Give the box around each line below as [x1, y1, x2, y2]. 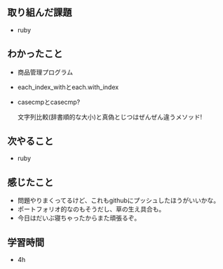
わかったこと [7, 48, 63, 60]
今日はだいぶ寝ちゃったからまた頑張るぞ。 [17, 214, 141, 223]
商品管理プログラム [17, 67, 74, 76]
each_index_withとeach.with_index [17, 83, 119, 91]
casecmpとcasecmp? [17, 98, 81, 106]
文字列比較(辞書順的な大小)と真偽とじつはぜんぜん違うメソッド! [17, 112, 203, 121]
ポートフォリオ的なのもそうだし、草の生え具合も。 [17, 205, 165, 214]
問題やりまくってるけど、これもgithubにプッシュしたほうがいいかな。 [17, 196, 220, 205]
